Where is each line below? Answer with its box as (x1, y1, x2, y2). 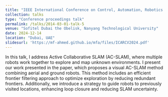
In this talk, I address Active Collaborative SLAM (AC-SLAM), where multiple (5, 54, 162, 60)
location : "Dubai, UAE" (5, 36, 55, 41)
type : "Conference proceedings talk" (5, 17, 85, 22)
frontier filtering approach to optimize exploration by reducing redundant (5, 75, 156, 81)
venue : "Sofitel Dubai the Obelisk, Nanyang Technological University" (5, 26, 158, 31)
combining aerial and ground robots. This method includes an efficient (5, 70, 151, 76)
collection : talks (5, 12, 44, 17)
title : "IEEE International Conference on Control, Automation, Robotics (5, 7, 163, 13)
